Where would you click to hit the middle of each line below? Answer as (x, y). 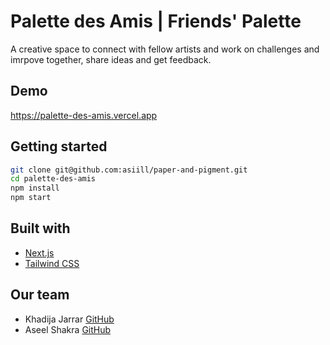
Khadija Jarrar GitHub (69, 319)
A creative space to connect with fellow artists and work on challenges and (165, 49)
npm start (31, 198)
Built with (40, 228)
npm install (35, 188)
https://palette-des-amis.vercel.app (84, 115)
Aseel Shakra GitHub (68, 329)
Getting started (59, 146)
